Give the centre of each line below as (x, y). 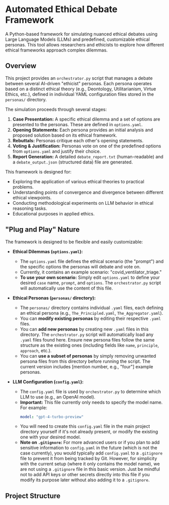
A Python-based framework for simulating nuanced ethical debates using (81, 34)
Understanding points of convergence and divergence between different (88, 192)
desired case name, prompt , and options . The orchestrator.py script (91, 283)
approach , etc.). (36, 350)
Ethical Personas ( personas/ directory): (54, 298)
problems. (23, 187)
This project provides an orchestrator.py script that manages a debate (79, 78)
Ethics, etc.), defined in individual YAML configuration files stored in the (79, 94)
